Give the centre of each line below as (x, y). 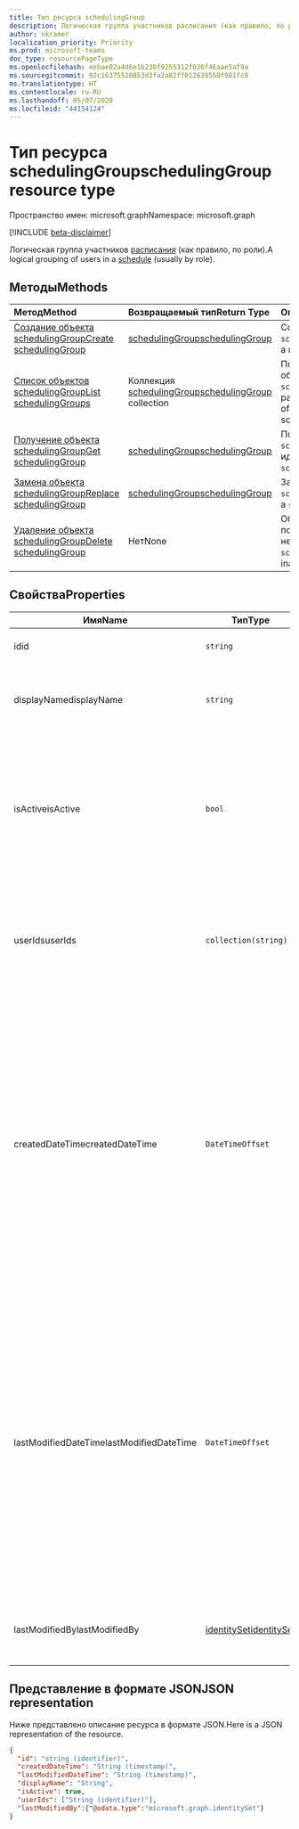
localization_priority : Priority (71, 42)
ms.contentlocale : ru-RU (55, 92)
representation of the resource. (66, 1734)
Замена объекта (49, 482)
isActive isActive (47, 809)
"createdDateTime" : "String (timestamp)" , (97, 1767)
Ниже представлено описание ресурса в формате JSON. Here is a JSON (146, 1724)
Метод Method (45, 312)
